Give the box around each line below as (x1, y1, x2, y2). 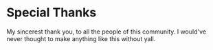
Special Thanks (6, 5, 97, 21)
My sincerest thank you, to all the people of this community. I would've (6, 27, 207, 36)
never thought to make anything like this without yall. (6, 34, 156, 42)
